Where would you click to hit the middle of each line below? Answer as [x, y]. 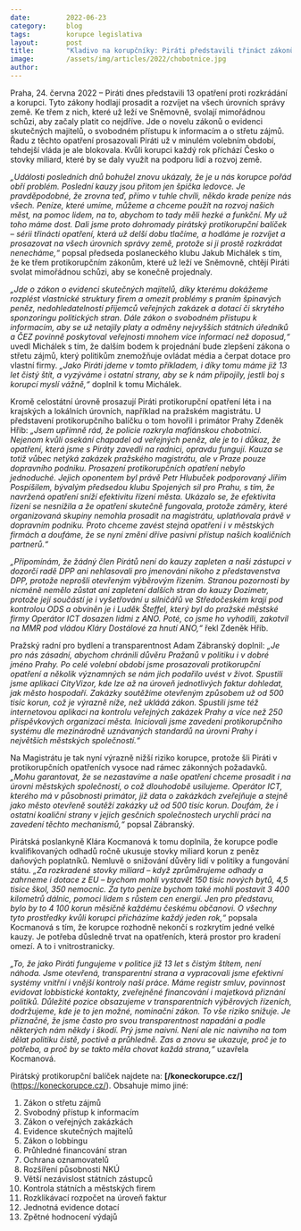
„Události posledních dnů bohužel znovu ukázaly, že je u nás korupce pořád [151, 176]
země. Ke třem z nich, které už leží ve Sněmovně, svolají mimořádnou [138, 112]
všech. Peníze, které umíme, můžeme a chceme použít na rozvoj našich [142, 205]
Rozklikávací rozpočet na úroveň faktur [95, 1197]
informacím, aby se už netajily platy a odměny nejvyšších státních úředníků [149, 327]
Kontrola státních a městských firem [89, 1188]
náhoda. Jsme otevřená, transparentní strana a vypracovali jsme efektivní [147, 972]
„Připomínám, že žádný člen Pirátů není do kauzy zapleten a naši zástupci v [151, 561]
